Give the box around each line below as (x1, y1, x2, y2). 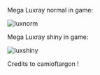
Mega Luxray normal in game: (7, 6, 93, 14)
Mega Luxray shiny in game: (7, 33, 89, 41)
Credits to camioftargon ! (7, 60, 79, 68)
